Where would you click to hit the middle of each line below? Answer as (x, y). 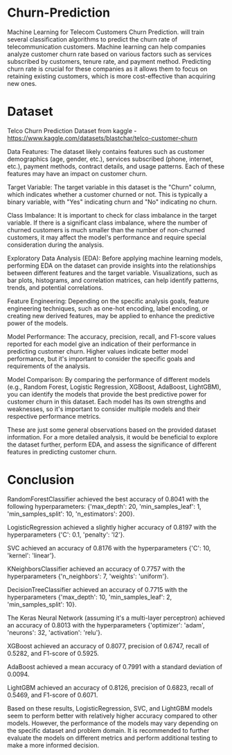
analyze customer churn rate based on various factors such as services (109, 54)
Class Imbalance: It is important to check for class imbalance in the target (112, 215)
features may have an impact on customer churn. (77, 173)
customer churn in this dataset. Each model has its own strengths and (107, 401)
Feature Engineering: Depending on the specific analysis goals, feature (108, 301)
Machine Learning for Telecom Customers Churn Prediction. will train (106, 32)
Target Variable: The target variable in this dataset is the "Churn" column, (112, 187)
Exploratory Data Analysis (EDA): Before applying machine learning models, (115, 258)
